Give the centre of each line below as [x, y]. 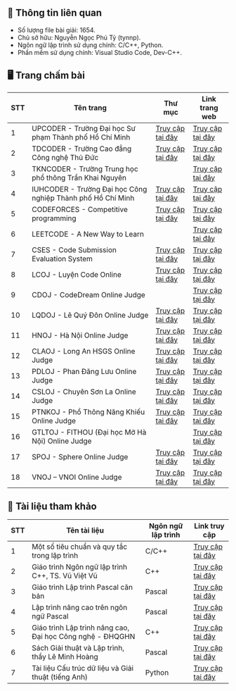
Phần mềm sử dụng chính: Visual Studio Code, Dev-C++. [100, 52]
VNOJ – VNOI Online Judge [77, 477]
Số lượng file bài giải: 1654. [57, 30]
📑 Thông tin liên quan [54, 13]
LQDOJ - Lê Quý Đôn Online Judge [90, 315]
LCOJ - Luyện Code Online [76, 274]
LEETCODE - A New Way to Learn [87, 234]
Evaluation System [62, 259]
